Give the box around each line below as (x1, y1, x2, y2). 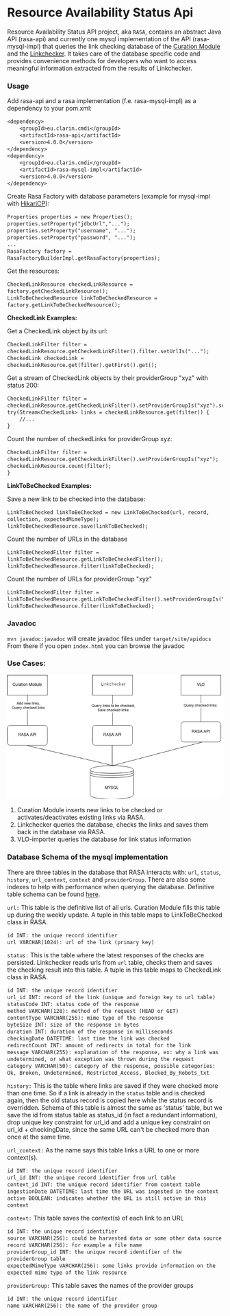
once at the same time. (7, 1133, 72, 1141)
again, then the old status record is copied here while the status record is (7, 1096, 214, 1104)
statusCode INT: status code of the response (7, 1001, 139, 1007)
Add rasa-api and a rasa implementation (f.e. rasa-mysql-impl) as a (7, 97, 196, 105)
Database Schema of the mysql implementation (7, 852, 168, 862)
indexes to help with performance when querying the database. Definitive (7, 882, 214, 891)
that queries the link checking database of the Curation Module (42, 42, 220, 50)
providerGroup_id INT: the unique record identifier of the (7, 1249, 183, 1256)
